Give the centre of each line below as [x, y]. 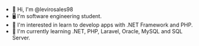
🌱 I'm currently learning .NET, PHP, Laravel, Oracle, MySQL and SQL [97, 31]
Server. [21, 38]
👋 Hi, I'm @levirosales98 [42, 9]
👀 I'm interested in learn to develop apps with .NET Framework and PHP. [102, 25]
